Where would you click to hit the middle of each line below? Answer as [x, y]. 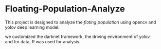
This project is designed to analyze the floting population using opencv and [81, 22]
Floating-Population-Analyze [65, 9]
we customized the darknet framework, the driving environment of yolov [78, 37]
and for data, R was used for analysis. [43, 41]
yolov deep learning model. [32, 27]
